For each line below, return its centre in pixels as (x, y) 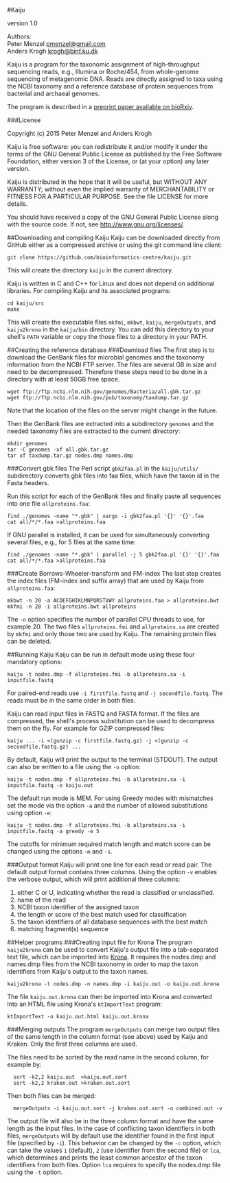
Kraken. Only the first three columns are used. (72, 1044)
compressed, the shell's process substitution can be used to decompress (111, 721)
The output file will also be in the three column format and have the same (111, 1121)
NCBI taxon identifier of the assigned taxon (78, 907)
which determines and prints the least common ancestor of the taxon (105, 1158)
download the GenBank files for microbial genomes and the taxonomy (106, 357)
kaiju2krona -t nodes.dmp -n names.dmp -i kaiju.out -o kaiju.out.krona (113, 984)
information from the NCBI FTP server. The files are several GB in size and (112, 364)
